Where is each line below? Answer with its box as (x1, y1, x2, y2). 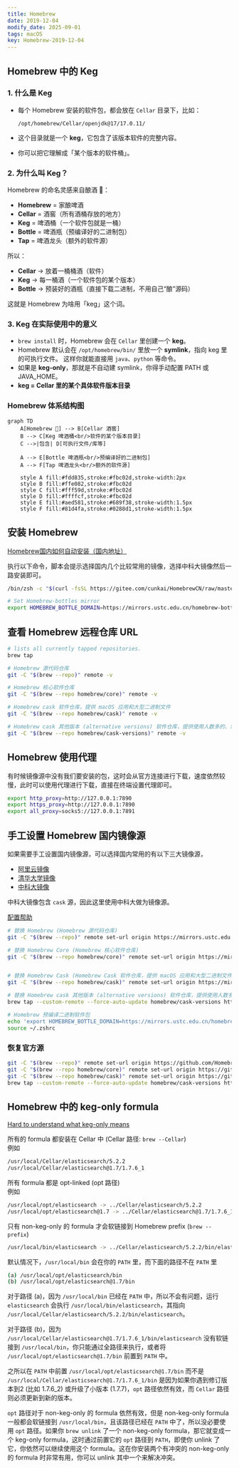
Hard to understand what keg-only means (7, 1120, 130, 1129)
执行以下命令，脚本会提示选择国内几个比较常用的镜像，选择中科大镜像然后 (7, 562, 225, 570)
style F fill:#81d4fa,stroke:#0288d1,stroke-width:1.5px (20, 505, 193, 512)
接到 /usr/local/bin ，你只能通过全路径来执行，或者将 (7, 1343, 166, 1351)
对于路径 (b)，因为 (7, 1325, 62, 1333)
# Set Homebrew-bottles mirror (7, 598, 100, 605)
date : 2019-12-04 (7, 17, 59, 24)
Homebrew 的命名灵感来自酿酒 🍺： (7, 186, 110, 195)
